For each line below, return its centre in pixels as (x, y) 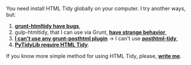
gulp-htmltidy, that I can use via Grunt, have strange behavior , (91, 32)
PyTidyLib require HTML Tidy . (52, 45)
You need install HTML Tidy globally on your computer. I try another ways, (96, 8)
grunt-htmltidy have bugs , (48, 26)
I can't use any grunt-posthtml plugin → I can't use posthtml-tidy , (96, 38)
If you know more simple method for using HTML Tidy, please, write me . (94, 56)
